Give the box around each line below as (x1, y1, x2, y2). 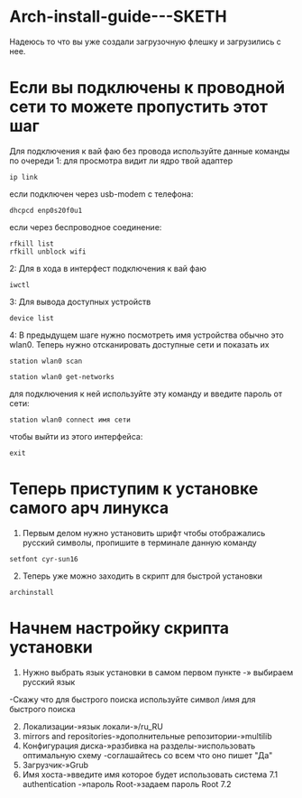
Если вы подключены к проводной (9, 78, 286, 98)
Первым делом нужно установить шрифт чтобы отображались (22, 527, 266, 538)
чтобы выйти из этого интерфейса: (9, 431, 143, 441)
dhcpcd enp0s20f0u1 (9, 206, 83, 215)
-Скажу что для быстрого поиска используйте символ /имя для (9, 693, 256, 705)
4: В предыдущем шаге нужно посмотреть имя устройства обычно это (9, 329, 284, 340)
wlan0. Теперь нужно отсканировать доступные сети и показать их (9, 339, 270, 349)
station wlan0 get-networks (9, 372, 115, 381)
